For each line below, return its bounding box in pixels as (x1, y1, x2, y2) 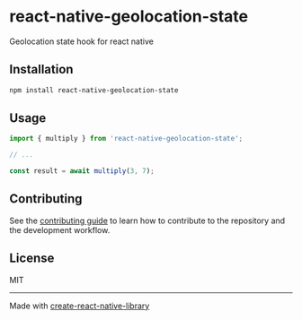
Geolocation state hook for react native (9, 36, 155, 47)
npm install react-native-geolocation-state (9, 85, 179, 95)
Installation (9, 62, 74, 77)
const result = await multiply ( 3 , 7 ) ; (9, 167, 155, 176)
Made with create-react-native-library (9, 300, 150, 311)
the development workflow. (9, 224, 111, 235)
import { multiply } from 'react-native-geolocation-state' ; (9, 134, 244, 143)
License (9, 251, 55, 266)
